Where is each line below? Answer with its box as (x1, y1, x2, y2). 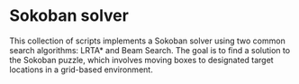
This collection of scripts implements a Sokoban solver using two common (9, 35, 285, 46)
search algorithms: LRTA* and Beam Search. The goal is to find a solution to (9, 44, 291, 55)
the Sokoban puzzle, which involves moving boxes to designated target (9, 54, 274, 65)
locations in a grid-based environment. (9, 64, 153, 75)
